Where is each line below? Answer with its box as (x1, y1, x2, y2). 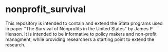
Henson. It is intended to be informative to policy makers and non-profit (5, 31, 157, 37)
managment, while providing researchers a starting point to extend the (5, 36, 155, 42)
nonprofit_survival (5, 4, 86, 15)
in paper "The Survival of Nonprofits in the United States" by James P (5, 25, 153, 31)
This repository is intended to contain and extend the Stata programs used (5, 20, 163, 26)
